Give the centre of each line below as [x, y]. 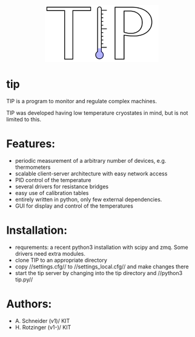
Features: [31, 144]
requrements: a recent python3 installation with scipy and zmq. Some [102, 247]
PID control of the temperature [53, 180]
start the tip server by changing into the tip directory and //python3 [99, 273]
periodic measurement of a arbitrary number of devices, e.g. [91, 160]
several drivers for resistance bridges [62, 186]
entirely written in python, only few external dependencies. [88, 199]
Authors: [29, 304]
